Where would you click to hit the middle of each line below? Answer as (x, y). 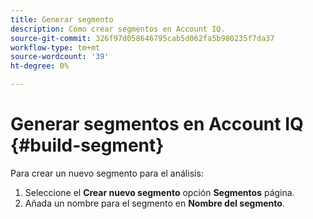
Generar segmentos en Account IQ (157, 124)
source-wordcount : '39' (60, 57)
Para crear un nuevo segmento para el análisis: (107, 173)
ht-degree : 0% (40, 66)
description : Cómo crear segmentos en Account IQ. (118, 29)
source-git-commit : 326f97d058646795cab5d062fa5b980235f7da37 (142, 38)
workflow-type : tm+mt (55, 47)
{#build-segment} (87, 145)
